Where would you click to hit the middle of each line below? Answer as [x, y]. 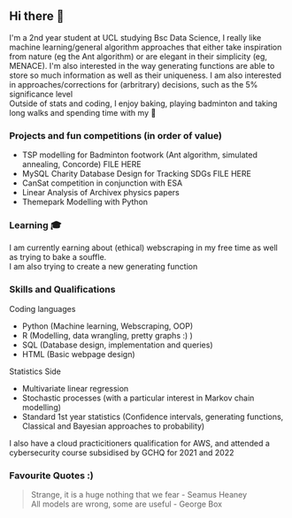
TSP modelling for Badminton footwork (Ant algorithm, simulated [140, 155]
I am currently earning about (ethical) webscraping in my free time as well [144, 248]
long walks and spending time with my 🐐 [83, 112]
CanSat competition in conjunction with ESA [102, 183]
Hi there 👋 [37, 16]
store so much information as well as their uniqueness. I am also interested [145, 75]
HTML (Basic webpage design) [78, 354]
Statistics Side [35, 371]
